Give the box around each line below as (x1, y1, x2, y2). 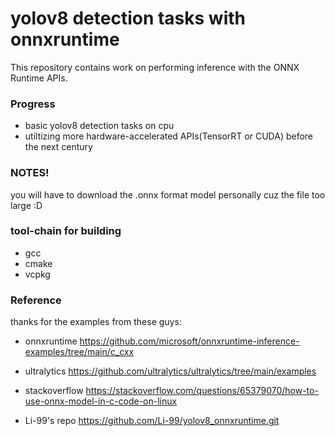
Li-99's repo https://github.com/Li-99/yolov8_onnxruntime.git (24, 415, 280, 427)
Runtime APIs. (10, 72, 68, 84)
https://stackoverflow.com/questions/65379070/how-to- (85, 385, 319, 397)
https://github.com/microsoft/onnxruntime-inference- (79, 335, 300, 347)
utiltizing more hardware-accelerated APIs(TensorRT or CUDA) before (24, 130, 314, 142)
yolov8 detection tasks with (10, 7, 246, 30)
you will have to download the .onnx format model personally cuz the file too (10, 188, 326, 201)
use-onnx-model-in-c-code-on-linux (24, 395, 178, 407)
